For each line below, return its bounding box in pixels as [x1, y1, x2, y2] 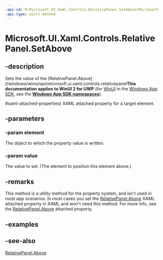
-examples [5, 220, 39, 228]
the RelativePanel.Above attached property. [5, 206, 93, 212]
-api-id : [5, 7, 23, 12]
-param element [5, 129, 45, 136]
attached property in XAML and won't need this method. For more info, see [5, 201, 157, 207]
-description [5, 62, 44, 71]
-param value [5, 152, 38, 159]
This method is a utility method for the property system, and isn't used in [5, 191, 152, 197]
